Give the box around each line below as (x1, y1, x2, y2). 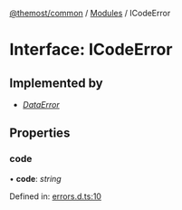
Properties (9, 126, 71, 141)
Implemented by (9, 75, 103, 91)
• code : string (9, 173, 62, 184)
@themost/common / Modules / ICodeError (9, 8, 171, 18)
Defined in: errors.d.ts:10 (9, 190, 102, 202)
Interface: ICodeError (9, 40, 173, 60)
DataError (22, 100, 61, 110)
